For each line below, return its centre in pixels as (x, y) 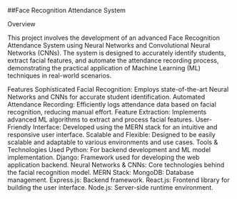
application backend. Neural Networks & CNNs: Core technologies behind (116, 165)
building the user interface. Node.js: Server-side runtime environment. (111, 187)
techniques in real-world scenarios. (60, 75)
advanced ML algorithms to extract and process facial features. (101, 119)
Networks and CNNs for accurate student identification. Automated (106, 97)
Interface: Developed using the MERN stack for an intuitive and (125, 127)
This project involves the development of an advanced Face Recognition (114, 38)
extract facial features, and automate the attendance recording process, (113, 60)
